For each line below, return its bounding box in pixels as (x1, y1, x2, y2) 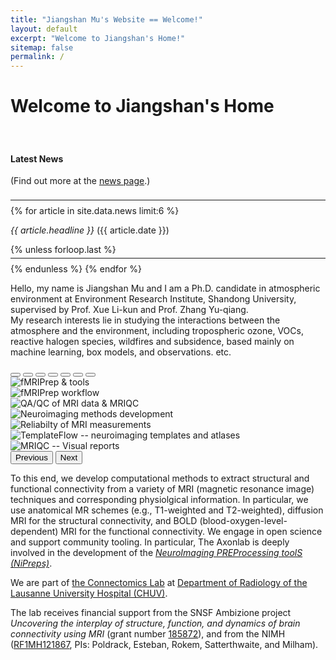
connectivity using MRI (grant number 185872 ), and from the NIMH (10, 628, 286, 640)
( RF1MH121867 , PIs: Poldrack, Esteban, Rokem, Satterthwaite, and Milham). (10, 639, 319, 651)
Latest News (10, 152, 64, 165)
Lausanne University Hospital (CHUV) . (10, 587, 168, 600)
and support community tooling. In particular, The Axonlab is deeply (10, 536, 290, 548)
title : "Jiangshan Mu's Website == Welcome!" (10, 14, 203, 25)
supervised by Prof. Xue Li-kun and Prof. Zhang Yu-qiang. (10, 304, 249, 316)
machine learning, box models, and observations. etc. (10, 346, 232, 358)
